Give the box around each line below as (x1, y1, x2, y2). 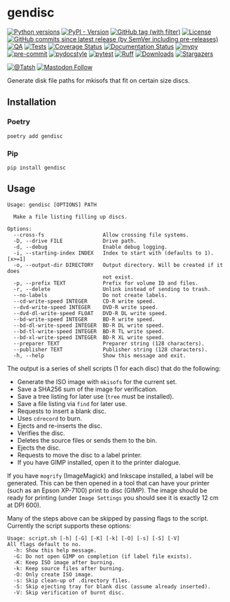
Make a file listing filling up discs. (13, 213, 128, 220)
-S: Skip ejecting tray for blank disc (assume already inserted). (13, 583, 211, 590)
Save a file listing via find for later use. (17, 399, 127, 408)
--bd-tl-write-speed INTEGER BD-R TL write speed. (13, 328, 165, 335)
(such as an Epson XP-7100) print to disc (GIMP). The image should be (7, 486, 208, 494)
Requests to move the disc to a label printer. (17, 450, 143, 459)
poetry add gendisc (7, 132, 63, 139)
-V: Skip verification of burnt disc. (13, 589, 125, 596)
